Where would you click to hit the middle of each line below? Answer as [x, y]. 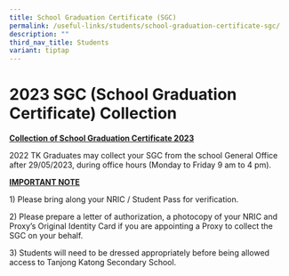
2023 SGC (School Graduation [123, 95]
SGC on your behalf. [46, 236]
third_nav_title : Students [59, 42]
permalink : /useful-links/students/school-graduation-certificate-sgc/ [144, 26]
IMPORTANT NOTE [44, 183]
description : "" [39, 34]
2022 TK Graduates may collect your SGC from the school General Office [144, 156]
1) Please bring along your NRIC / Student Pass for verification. [124, 199]
